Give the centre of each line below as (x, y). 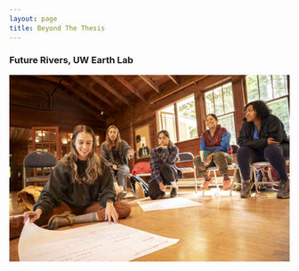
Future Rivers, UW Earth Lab (71, 60)
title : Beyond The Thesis (57, 28)
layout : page (33, 19)
